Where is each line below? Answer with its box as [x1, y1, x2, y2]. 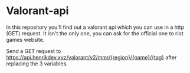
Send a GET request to [6, 47, 61, 54]
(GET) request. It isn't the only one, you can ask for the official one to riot [6, 29, 184, 36]
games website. [6, 36, 45, 43]
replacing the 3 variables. [6, 60, 68, 67]
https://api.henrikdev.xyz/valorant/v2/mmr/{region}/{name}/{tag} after [6, 54, 177, 61]
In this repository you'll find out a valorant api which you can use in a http [6, 24, 185, 31]
